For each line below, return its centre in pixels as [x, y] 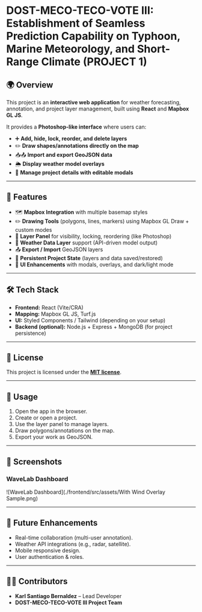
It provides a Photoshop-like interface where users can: [76, 127]
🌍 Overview [30, 85]
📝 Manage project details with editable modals [74, 172]
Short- [154, 49]
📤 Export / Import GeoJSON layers [59, 249]
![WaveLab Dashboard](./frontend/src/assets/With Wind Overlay [86, 492]
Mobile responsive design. [47, 550]
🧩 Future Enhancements [52, 523]
